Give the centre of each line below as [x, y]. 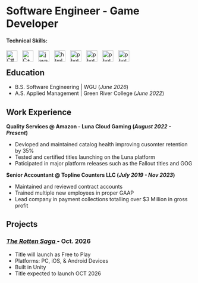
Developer [32, 24]
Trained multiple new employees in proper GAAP [74, 193]
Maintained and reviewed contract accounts [69, 187]
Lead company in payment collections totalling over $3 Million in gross [101, 199]
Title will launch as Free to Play [53, 254]
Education [26, 73]
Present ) [17, 133]
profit [21, 206]
